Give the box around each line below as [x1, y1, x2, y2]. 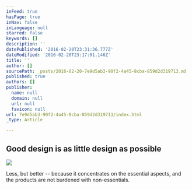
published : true [6, 73, 46, 79]
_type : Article [6, 117, 43, 123]
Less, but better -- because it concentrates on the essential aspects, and [6, 170, 181, 177]
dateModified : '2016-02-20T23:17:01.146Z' [6, 52, 111, 58]
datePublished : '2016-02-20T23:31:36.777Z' [6, 47, 114, 52]
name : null [11, 90, 38, 96]
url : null [11, 100, 35, 107]
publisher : [6, 85, 33, 90]
